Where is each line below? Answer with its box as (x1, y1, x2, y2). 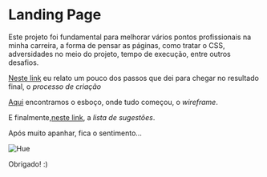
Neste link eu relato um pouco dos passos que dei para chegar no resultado (8, 73, 259, 82)
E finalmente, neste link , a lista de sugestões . (8, 112, 156, 122)
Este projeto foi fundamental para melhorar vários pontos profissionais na (8, 32, 252, 42)
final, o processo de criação (8, 82, 102, 91)
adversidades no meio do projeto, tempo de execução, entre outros (8, 49, 231, 58)
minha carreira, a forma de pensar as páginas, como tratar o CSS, (8, 40, 226, 50)
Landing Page (8, 6, 102, 24)
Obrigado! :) (8, 159, 48, 169)
